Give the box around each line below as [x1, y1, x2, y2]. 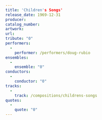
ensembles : [5, 55, 29, 60]
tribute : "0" [5, 36, 33, 41]
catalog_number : [5, 21, 40, 27]
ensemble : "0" [14, 64, 45, 69]
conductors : [5, 69, 31, 75]
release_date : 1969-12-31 [5, 12, 60, 17]
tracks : [5, 83, 22, 88]
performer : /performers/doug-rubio [14, 50, 91, 55]
